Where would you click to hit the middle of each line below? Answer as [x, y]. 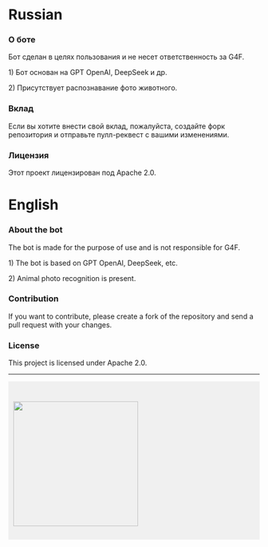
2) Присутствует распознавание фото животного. [93, 88]
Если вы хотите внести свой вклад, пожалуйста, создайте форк [117, 126]
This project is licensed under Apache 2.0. [78, 363]
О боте [22, 40]
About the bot [35, 230]
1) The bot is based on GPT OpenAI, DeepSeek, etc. [93, 263]
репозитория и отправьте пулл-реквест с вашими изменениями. [119, 134]
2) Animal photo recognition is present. [72, 278]
